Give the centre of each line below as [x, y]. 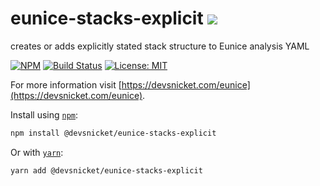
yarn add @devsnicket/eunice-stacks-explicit [106, 170]
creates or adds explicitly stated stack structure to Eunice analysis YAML [160, 46]
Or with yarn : [37, 152]
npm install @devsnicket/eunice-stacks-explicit [113, 133]
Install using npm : [44, 114]
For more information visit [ [66, 84]
